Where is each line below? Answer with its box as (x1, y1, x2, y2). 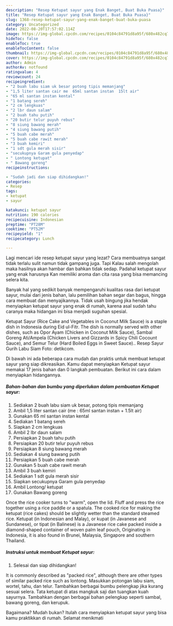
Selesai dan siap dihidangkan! (13, 562, 76, 568)
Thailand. (6, 537, 26, 543)
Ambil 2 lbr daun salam (13, 429, 62, 435)
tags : (6, 188, 17, 194)
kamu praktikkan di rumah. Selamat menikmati (6, 615, 104, 621)
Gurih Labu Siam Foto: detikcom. (6, 345, 75, 352)
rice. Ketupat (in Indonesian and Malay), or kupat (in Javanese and (6, 516, 147, 522)
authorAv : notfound (6, 65, 48, 70)
